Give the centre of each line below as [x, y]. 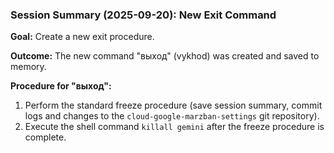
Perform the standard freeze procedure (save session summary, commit [173, 105]
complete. [45, 137]
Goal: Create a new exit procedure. [82, 37]
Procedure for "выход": [61, 86]
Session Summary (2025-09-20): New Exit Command [143, 15]
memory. [28, 67]
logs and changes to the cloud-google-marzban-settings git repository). [172, 116]
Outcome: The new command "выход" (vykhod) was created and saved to [165, 56]
